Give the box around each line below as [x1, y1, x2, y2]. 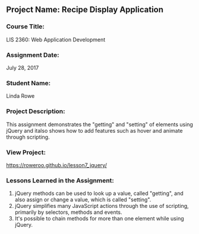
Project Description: [6, 107, 65, 116]
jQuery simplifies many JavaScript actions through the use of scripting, [14, 203, 189, 210]
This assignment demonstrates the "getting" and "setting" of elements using [6, 121, 193, 128]
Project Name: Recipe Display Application [6, 5, 164, 15]
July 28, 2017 [6, 64, 39, 71]
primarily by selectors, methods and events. [14, 209, 123, 216]
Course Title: [6, 23, 45, 31]
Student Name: [6, 79, 51, 87]
